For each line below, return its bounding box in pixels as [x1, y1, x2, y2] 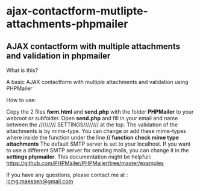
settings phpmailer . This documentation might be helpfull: [6, 153, 152, 160]
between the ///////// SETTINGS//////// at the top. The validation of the [6, 121, 178, 128]
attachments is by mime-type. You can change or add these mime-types [6, 128, 187, 134]
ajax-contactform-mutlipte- [6, 4, 149, 18]
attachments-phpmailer [6, 17, 128, 31]
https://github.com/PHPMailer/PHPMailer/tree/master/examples [6, 160, 164, 167]
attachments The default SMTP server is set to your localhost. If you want [6, 140, 191, 147]
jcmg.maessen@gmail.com [6, 178, 73, 185]
